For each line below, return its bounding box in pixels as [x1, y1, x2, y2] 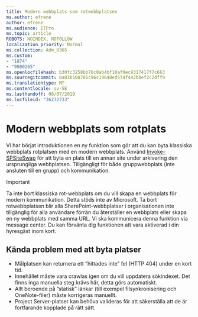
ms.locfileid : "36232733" [6, 96, 70, 102]
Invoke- [147, 148, 165, 155]
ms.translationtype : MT [6, 80, 65, 86]
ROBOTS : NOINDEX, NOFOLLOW [6, 36, 73, 42]
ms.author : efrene [6, 14, 51, 20]
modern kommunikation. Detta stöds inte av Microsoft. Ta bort [6, 196, 157, 203]
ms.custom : [6, 53, 33, 59]
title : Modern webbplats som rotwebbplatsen [6, 8, 118, 15]
